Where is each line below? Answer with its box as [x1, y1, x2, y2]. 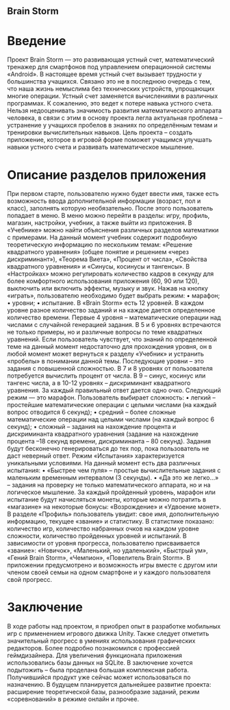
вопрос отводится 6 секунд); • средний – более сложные [7, 408, 177, 417]
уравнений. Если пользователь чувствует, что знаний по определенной [7, 335, 217, 343]
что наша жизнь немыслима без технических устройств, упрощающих [7, 85, 215, 93]
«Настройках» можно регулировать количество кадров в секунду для [7, 270, 214, 278]
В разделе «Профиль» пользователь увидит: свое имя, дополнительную [7, 510, 220, 518]
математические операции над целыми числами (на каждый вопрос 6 [7, 415, 214, 424]
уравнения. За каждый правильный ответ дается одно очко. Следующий [7, 387, 221, 395]
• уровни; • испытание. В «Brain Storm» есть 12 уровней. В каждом [7, 299, 204, 307]
